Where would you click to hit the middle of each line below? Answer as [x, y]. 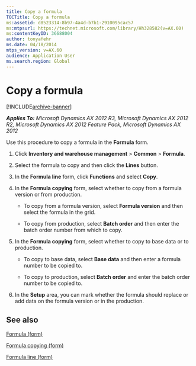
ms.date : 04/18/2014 [32, 45]
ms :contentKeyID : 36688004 [39, 34]
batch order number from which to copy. [73, 230]
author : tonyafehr [29, 39]
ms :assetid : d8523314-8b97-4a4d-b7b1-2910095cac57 [70, 23]
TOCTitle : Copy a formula [38, 17]
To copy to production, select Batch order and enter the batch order [107, 277]
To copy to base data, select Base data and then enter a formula [102, 259]
